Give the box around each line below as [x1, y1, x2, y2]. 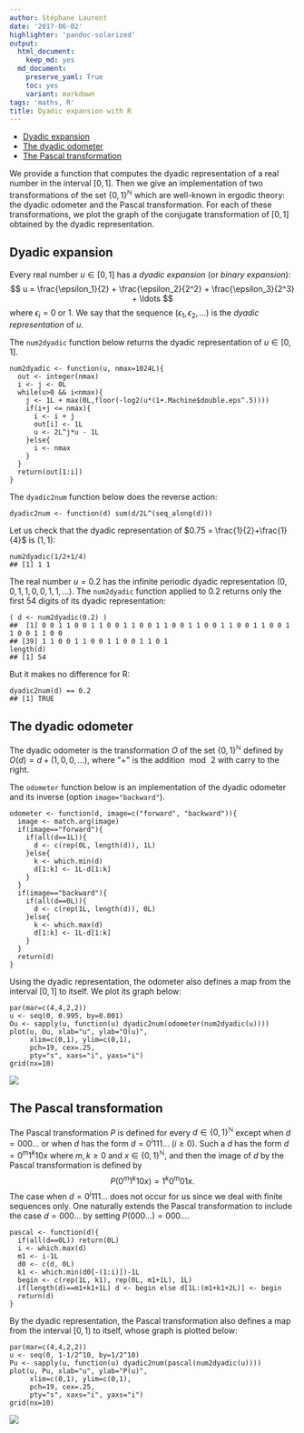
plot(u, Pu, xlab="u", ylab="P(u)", [9, 1367, 148, 1376]
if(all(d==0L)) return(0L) [17, 1236, 120, 1246]
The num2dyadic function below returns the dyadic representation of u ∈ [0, [9, 336, 292, 347]
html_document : [17, 47, 75, 56]
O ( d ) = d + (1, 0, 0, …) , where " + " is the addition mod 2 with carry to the [9, 754, 279, 765]
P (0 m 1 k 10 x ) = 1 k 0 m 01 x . [110, 1174, 195, 1187]
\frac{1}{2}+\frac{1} [214, 525, 288, 536]
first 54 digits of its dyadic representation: [9, 595, 166, 606]
